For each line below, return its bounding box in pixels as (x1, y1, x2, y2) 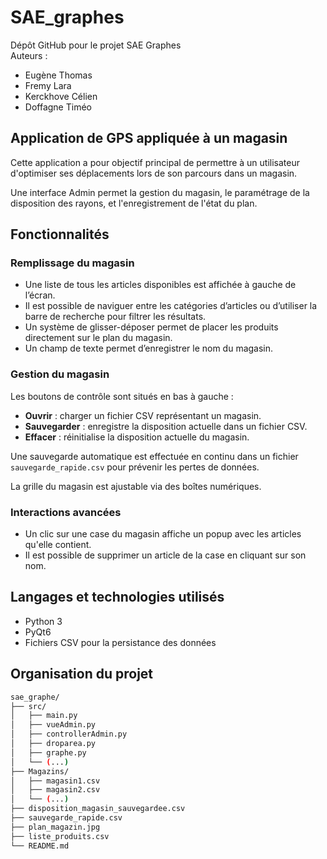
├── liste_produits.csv (10, 831, 110, 841)
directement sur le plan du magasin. (24, 332, 173, 344)
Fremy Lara (24, 79, 72, 91)
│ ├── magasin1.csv (10, 776, 101, 786)
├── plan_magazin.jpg (10, 822, 101, 832)
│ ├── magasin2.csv (10, 785, 101, 795)
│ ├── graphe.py (10, 747, 87, 758)
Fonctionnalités (10, 226, 110, 243)
